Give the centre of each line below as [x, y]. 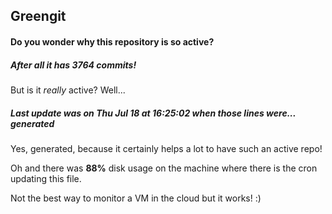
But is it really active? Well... [68, 90]
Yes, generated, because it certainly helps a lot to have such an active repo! [166, 148]
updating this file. [46, 178]
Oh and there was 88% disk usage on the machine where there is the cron [164, 168]
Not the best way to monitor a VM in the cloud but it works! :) [136, 198]
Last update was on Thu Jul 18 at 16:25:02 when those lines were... [153, 113]
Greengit [38, 16]
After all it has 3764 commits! [73, 65]
